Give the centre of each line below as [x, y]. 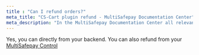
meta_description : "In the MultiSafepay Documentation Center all [90, 22]
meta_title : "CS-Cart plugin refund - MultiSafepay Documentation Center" [100, 17]
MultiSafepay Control [32, 46]
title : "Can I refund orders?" [46, 12]
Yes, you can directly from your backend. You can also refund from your [94, 40]
